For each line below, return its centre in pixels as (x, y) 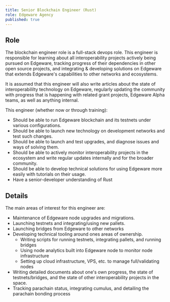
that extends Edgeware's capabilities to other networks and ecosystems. (81, 74)
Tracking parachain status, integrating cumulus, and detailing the (81, 288)
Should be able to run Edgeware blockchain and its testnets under (82, 120)
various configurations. (37, 125)
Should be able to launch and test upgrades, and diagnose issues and (86, 142)
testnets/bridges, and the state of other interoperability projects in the (86, 278)
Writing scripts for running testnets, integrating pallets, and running (91, 240)
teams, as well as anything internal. (42, 100)
